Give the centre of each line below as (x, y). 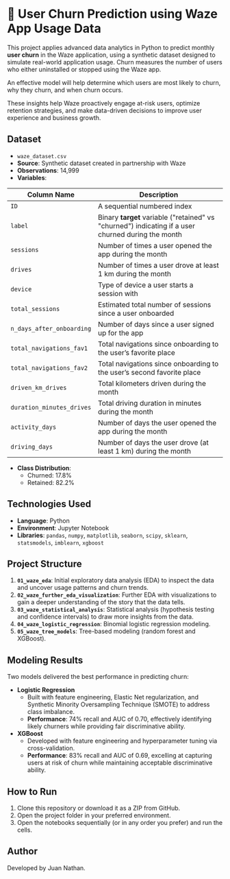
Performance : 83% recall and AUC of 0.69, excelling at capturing (119, 756)
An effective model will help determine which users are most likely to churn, (114, 82)
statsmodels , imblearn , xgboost (60, 542)
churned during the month (140, 234)
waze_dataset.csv (42, 156)
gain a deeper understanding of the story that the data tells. (101, 602)
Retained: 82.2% (51, 482)
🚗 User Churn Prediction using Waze (112, 14)
